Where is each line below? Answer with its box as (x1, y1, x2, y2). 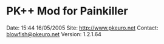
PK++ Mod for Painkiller (6, 4, 129, 18)
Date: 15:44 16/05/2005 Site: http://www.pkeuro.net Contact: (6, 24, 159, 31)
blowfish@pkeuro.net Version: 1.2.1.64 (6, 30, 102, 37)
